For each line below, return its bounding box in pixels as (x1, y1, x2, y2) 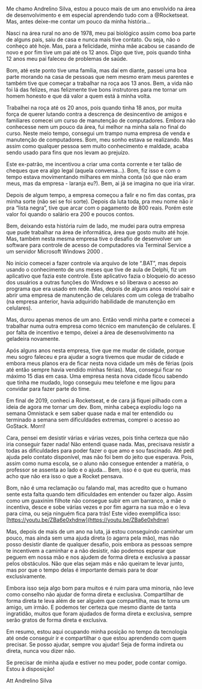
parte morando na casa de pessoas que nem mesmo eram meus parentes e (6, 73, 194, 80)
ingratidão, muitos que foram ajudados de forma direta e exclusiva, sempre (6, 610, 192, 617)
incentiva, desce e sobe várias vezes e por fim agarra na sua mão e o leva (6, 503, 190, 511)
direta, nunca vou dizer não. (6, 647, 76, 654)
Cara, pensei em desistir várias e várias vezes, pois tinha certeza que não (6, 434, 189, 441)
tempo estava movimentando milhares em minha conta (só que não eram (6, 173, 188, 180)
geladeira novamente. (6, 335, 60, 342)
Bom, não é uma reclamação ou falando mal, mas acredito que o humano (6, 484, 188, 491)
